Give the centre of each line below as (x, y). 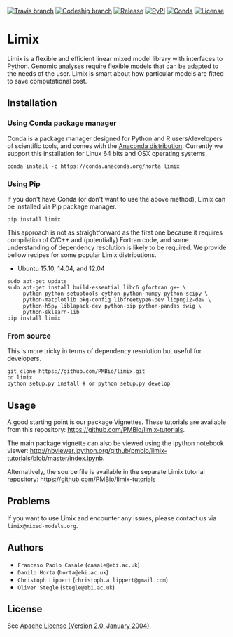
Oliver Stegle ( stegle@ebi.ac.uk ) (66, 587)
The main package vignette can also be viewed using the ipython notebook (115, 443)
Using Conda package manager (62, 123)
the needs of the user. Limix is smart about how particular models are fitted (115, 73)
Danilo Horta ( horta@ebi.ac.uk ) (63, 572)
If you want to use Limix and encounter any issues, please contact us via (112, 518)
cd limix (20, 378)
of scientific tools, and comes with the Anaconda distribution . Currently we (115, 146)
